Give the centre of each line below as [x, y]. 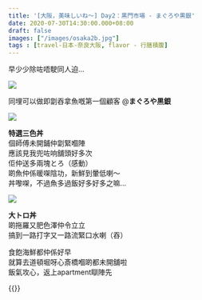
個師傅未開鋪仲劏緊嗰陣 [47, 143]
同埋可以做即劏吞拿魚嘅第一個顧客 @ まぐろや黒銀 [90, 102]
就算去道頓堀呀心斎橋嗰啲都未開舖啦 [68, 262]
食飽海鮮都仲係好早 [40, 252]
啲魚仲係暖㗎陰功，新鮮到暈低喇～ [64, 174]
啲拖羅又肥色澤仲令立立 [47, 226]
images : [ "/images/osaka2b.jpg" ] [64, 38]
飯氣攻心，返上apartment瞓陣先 [60, 272]
